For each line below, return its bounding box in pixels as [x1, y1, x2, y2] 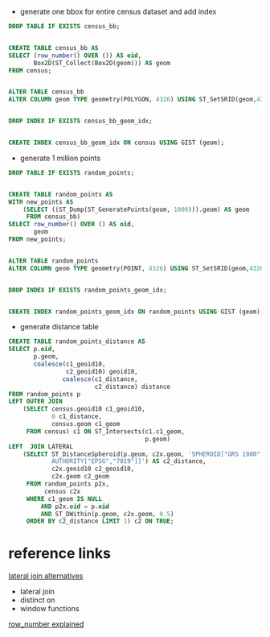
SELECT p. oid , [8, 345, 56, 354]
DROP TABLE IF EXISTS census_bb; [8, 23, 121, 31]
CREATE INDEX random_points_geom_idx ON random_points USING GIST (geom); [8, 308, 264, 316]
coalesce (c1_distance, [62, 374, 138, 383]
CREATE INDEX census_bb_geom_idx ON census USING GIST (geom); [8, 139, 225, 147]
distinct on [19, 595, 55, 605]
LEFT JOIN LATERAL [8, 442, 74, 450]
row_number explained [8, 619, 84, 629]
